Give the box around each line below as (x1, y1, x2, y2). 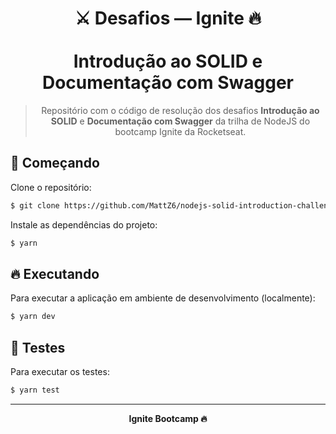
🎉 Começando (10, 155, 100, 172)
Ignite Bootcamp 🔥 (128, 412, 208, 424)
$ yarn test (10, 385, 60, 395)
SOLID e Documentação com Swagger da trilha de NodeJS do (50, 115, 311, 127)
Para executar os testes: (10, 366, 110, 377)
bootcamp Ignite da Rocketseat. (114, 125, 247, 137)
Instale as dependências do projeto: (10, 218, 158, 231)
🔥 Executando (10, 265, 100, 282)
